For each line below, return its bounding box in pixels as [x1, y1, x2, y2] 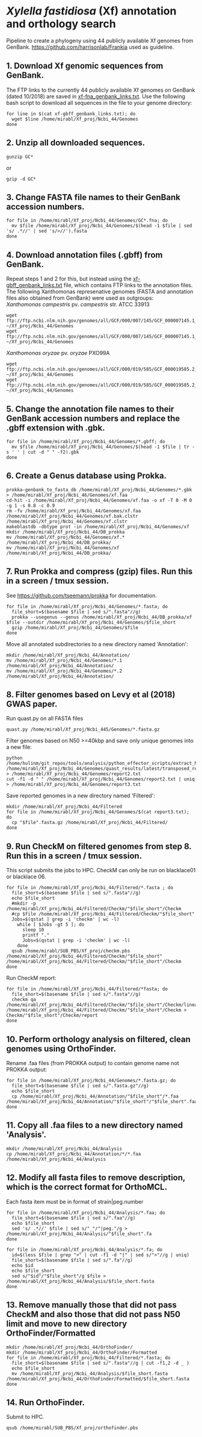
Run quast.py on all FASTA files [6, 715, 84, 722]
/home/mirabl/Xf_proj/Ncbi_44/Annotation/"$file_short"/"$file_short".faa [6, 1099, 198, 1105]
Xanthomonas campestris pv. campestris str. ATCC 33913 [6, 301, 150, 308]
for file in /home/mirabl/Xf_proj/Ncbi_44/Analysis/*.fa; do [6, 1247, 163, 1253]
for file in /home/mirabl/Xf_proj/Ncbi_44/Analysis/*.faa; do [6, 1210, 165, 1216]
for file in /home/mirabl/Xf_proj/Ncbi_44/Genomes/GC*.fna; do [6, 218, 168, 224]
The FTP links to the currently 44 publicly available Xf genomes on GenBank [6, 86, 195, 93]
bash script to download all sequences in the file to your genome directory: [6, 99, 192, 106]
